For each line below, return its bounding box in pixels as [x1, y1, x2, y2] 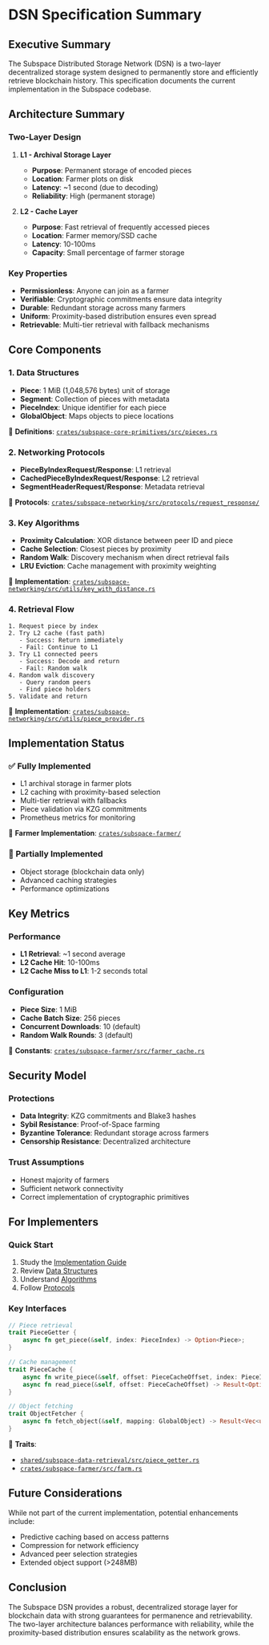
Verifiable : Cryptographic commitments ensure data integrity [19, 294, 223, 304]
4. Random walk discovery [8, 671, 94, 679]
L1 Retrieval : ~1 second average [19, 949, 126, 959]
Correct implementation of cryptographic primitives [19, 1192, 190, 1201]
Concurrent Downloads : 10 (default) [19, 1021, 142, 1031]
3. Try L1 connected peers [8, 650, 98, 658]
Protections [8, 1092, 54, 1104]
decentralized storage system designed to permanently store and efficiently [8, 67, 259, 77]
